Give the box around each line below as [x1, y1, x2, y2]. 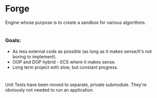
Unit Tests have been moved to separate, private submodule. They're [5, 82, 147, 88]
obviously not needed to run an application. [5, 87, 94, 93]
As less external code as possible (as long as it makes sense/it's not [12, 48, 152, 54]
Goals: [5, 37, 21, 44]
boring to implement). [12, 53, 57, 60]
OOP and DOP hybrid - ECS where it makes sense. [12, 59, 116, 65]
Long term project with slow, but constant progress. [12, 64, 118, 70]
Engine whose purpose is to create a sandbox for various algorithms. [5, 19, 147, 25]
